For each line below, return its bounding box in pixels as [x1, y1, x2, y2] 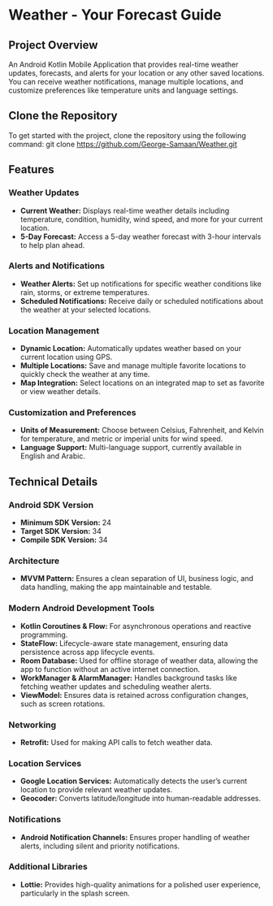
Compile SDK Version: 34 [19, 535, 108, 545]
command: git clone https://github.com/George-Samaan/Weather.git [8, 139, 237, 149]
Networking [8, 719, 57, 730]
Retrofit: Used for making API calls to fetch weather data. [19, 737, 213, 747]
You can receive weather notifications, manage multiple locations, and [8, 77, 244, 86]
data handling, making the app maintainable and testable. [19, 583, 213, 592]
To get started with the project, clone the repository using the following [8, 130, 246, 140]
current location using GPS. [19, 352, 113, 362]
